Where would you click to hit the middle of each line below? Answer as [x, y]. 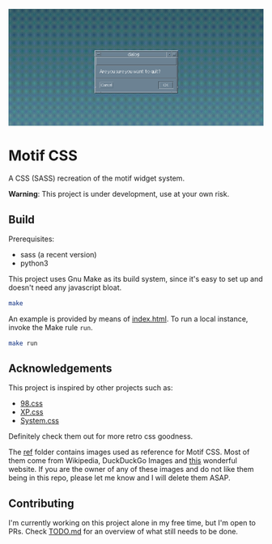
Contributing [41, 503]
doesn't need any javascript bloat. [65, 287]
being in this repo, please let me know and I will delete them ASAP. [119, 478]
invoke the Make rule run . [51, 327]
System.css [39, 421]
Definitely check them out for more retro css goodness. [101, 436]
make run [23, 343]
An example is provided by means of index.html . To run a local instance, [128, 319]
